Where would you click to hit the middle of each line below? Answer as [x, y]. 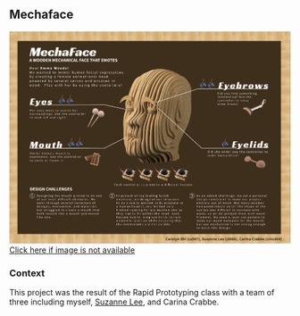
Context [27, 273]
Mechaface [42, 15]
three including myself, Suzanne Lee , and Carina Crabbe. [114, 302]
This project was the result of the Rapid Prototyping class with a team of [142, 292]
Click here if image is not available [72, 250]
